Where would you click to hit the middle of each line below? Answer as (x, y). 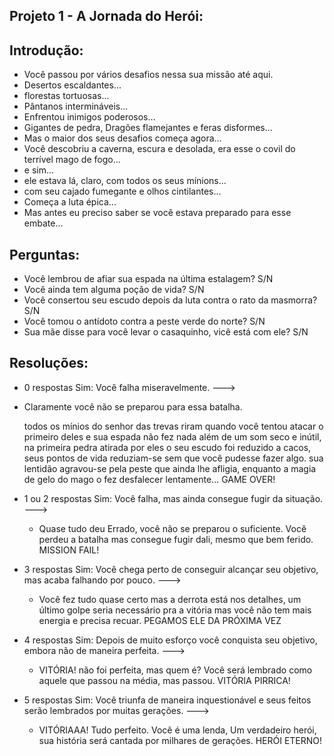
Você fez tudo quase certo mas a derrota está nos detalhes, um (170, 599)
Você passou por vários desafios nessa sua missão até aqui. (148, 75)
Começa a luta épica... (70, 202)
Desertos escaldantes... (72, 85)
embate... (43, 223)
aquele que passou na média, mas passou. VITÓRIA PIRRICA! (164, 680)
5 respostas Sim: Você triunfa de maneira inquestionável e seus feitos (167, 700)
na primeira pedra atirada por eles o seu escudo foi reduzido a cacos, (167, 447)
